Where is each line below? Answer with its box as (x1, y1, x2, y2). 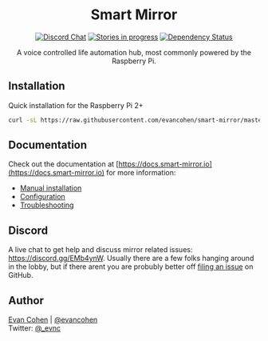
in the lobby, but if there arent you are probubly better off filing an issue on (8, 262, 254, 271)
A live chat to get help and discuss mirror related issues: (8, 245, 193, 255)
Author (8, 294, 44, 307)
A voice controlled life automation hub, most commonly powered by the (17, 47, 251, 57)
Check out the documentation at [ (8, 159, 119, 169)
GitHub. (8, 271, 33, 280)
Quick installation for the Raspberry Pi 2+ (8, 100, 144, 110)
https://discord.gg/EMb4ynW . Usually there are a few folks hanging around (8, 254, 254, 263)
